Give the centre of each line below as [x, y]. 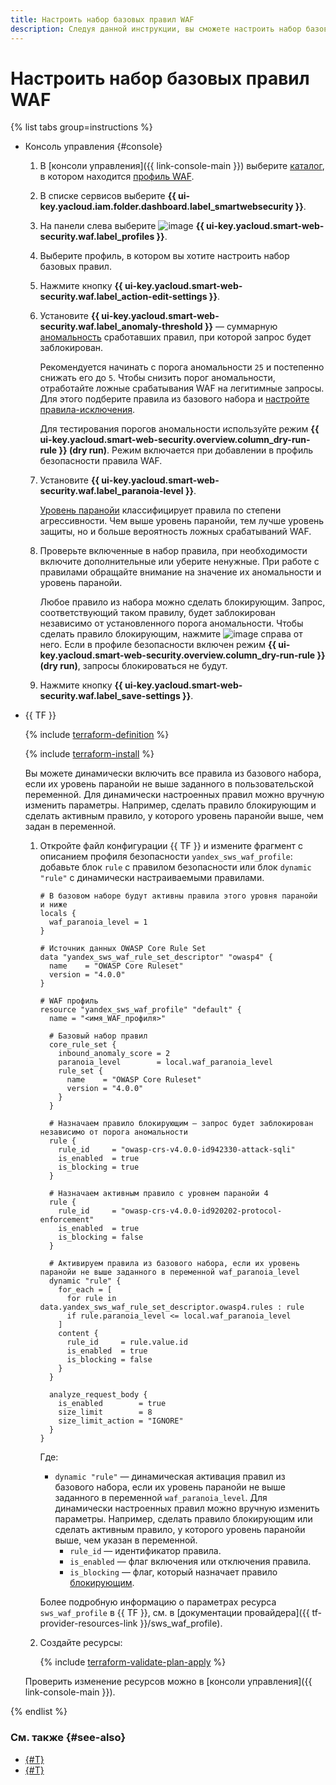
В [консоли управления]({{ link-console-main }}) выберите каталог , [182, 166]
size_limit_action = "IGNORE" [121, 1421]
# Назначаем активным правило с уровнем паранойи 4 [158, 1194]
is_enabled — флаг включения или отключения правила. [190, 1562]
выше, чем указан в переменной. [126, 1540]
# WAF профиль [69, 1001]
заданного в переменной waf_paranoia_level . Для [161, 1498]
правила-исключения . [87, 410]
